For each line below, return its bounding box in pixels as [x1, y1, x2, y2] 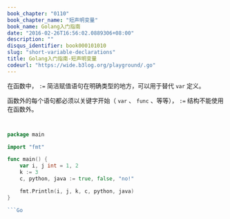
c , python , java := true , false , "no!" [19, 175, 135, 182]
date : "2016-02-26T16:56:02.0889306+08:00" [7, 29, 135, 37]
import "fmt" [7, 143, 45, 150]
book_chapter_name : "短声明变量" [7, 17, 98, 24]
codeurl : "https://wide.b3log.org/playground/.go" [7, 62, 156, 69]
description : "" [7, 36, 54, 43]
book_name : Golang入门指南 [7, 23, 81, 30]
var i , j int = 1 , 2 [19, 162, 79, 170]
